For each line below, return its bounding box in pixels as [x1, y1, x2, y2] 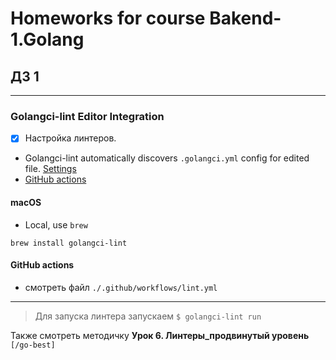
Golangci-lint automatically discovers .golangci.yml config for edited [24, 152, 310, 164]
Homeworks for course [10, 7, 206, 30]
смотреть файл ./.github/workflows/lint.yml [24, 281, 218, 293]
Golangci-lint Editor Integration [10, 109, 165, 123]
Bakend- [209, 7, 282, 30]
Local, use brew [24, 218, 88, 231]
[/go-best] [10, 340, 56, 350]
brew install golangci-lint [10, 238, 128, 248]
